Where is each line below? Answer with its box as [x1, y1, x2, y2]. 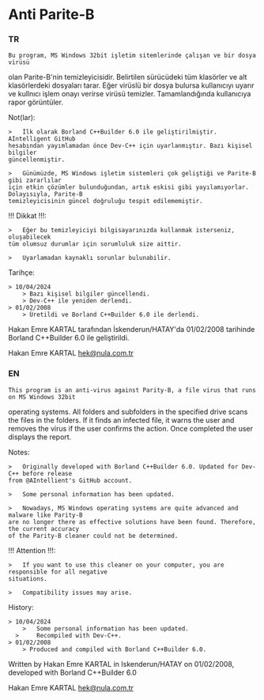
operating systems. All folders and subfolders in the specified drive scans [8, 407, 248, 416]
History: [8, 602, 34, 612]
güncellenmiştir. [8, 156, 66, 164]
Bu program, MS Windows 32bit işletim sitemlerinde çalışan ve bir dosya [8, 51, 257, 60]
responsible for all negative [8, 567, 108, 576]
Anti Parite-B [8, 6, 95, 24]
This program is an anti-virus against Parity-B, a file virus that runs [8, 386, 257, 394]
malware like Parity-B [8, 511, 83, 519]
